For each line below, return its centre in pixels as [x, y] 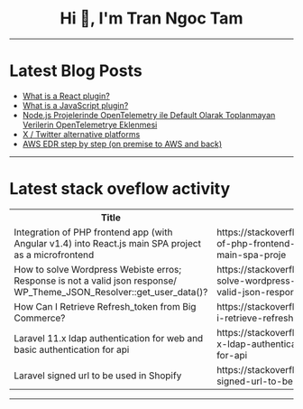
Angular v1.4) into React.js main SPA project [107, 243]
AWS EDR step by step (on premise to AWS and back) [122, 144]
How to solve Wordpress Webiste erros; [98, 269]
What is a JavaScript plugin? [75, 105]
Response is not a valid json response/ [96, 281]
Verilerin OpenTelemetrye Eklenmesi [90, 125]
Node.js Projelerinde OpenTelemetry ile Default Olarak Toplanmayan [149, 115]
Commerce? [40, 318]
